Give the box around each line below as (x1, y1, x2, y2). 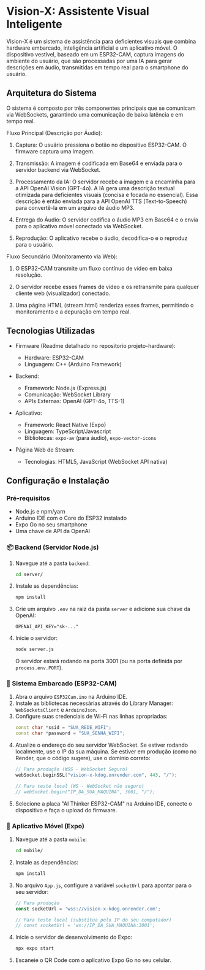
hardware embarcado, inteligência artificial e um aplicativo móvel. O (6, 44, 177, 52)
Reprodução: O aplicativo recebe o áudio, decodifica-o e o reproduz (15, 234, 188, 242)
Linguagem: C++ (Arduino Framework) (24, 360, 122, 368)
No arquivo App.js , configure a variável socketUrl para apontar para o (15, 882, 192, 889)
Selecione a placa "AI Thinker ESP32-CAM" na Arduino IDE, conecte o (15, 799, 192, 807)
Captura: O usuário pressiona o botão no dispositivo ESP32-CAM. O (15, 141, 187, 148)
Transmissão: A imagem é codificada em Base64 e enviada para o (15, 160, 182, 167)
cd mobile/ (15, 848, 43, 854)
